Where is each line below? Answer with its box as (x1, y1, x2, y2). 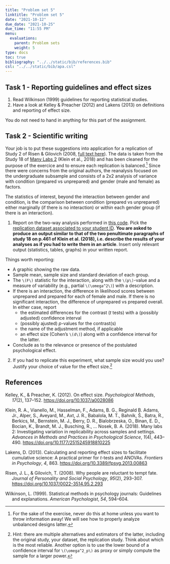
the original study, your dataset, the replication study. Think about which (12, 537, 163, 543)
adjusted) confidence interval (20, 315, 82, 321)
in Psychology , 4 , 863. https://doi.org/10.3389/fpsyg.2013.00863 (12, 460, 148, 466)
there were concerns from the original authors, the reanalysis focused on (5, 168, 158, 174)
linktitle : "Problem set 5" (5, 12, 65, 17)
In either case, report (12, 304, 57, 310)
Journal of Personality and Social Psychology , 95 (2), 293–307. (12, 475, 143, 481)
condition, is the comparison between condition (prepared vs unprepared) (5, 199, 160, 205)
